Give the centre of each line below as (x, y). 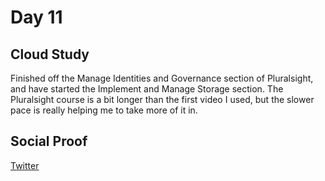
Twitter (25, 165)
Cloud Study (50, 54)
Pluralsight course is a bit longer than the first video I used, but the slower (162, 99)
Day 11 (36, 17)
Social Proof (49, 141)
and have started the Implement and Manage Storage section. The (147, 89)
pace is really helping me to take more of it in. (104, 110)
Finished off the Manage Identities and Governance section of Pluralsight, (162, 78)
